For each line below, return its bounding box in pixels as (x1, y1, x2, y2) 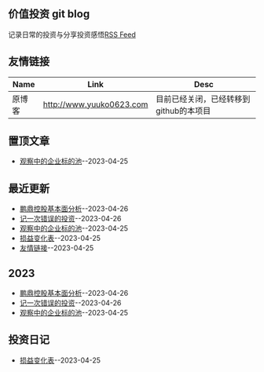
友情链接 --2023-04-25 (19, 243, 94, 253)
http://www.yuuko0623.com (42, 99, 148, 110)
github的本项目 (156, 105, 211, 116)
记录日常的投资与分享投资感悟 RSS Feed (8, 30, 136, 39)
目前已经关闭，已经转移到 (156, 93, 251, 104)
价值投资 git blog (8, 7, 90, 21)
